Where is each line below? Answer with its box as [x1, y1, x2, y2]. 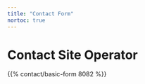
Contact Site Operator [7, 47, 139, 63]
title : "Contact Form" [7, 10, 74, 17]
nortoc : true [7, 17, 46, 24]
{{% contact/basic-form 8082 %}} [7, 70, 107, 78]
